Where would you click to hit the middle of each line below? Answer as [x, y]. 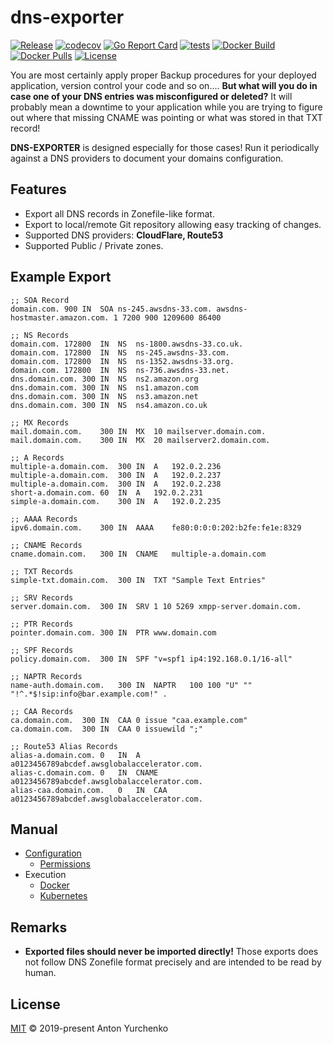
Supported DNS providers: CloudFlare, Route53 [124, 235]
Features [38, 189]
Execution [45, 875]
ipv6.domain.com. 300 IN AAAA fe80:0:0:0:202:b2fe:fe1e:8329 [156, 527]
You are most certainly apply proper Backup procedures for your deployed [163, 75]
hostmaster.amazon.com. [60, 317]
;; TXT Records [42, 571]
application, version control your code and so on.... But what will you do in [164, 85]
